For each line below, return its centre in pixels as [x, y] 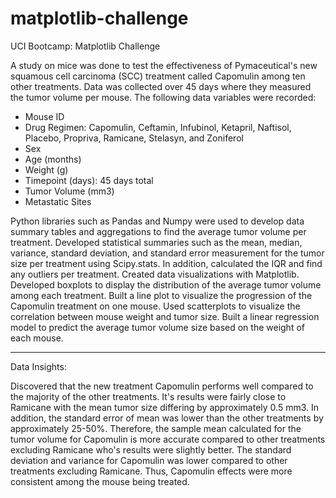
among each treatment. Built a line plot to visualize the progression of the [161, 295]
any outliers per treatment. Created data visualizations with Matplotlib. [155, 274]
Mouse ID [44, 116]
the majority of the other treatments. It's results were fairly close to [148, 396]
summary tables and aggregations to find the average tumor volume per [158, 231]
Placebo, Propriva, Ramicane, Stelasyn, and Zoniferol [134, 138]
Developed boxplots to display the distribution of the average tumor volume [166, 284]
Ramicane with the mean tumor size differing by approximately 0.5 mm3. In [164, 407]
